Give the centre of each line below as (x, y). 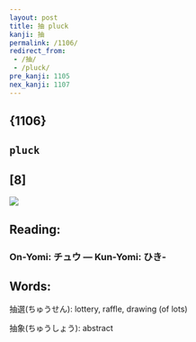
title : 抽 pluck (39, 26)
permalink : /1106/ (44, 43)
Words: (30, 286)
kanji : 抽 (27, 34)
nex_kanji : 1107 (40, 85)
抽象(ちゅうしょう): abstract (62, 328)
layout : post (34, 18)
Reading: (35, 229)
